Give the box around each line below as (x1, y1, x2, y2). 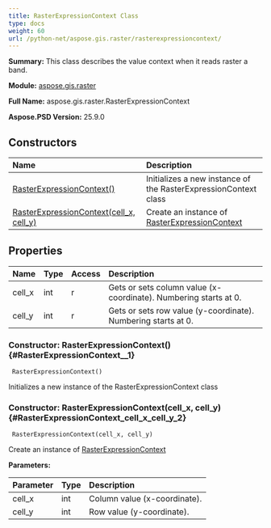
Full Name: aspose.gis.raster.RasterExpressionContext (8, 96, 190, 106)
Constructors (8, 135, 77, 150)
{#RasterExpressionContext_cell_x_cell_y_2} (8, 412, 187, 424)
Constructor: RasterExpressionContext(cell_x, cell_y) (8, 402, 222, 413)
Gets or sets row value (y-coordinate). (108, 305, 255, 316)
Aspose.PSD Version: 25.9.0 (8, 112, 105, 122)
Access (71, 268, 101, 279)
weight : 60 (8, 27, 45, 35)
